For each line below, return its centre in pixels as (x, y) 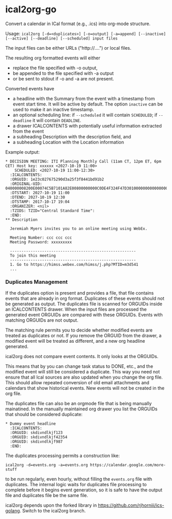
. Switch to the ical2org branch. (53, 511)
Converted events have (30, 89)
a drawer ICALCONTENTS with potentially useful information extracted (87, 126)
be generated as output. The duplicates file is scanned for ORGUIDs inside (84, 304)
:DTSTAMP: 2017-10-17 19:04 (40, 202)
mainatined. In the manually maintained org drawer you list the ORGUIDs (81, 409)
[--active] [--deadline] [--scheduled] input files (61, 38)
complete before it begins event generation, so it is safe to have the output (84, 490)
